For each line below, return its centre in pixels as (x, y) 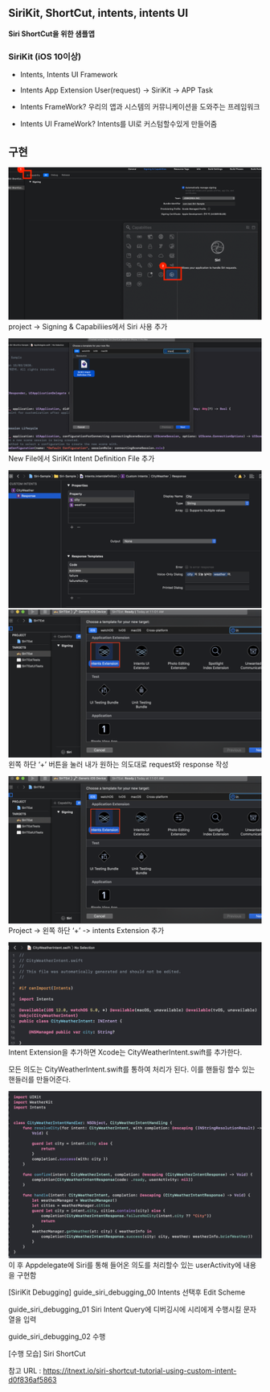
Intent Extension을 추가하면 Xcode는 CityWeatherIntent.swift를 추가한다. (125, 1052)
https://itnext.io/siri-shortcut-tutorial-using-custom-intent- (140, 1370)
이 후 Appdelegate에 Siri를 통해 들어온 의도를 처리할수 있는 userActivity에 (125, 1265)
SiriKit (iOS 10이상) (45, 56)
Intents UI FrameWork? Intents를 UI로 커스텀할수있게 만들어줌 (119, 124)
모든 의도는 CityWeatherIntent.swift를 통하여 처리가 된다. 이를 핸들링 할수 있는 (132, 1069)
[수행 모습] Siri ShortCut (47, 1353)
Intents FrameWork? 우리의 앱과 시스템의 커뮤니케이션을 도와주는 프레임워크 (140, 107)
